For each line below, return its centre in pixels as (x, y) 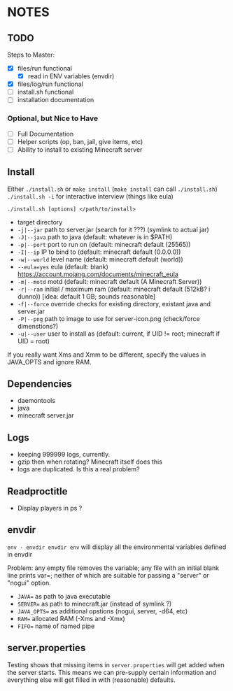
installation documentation (56, 100)
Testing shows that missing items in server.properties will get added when (116, 664)
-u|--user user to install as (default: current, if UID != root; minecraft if (119, 334)
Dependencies (40, 384)
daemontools (36, 401)
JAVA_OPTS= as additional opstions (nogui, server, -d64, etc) (103, 611)
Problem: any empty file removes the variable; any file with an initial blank (113, 568)
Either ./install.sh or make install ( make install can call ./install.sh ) (113, 189)
